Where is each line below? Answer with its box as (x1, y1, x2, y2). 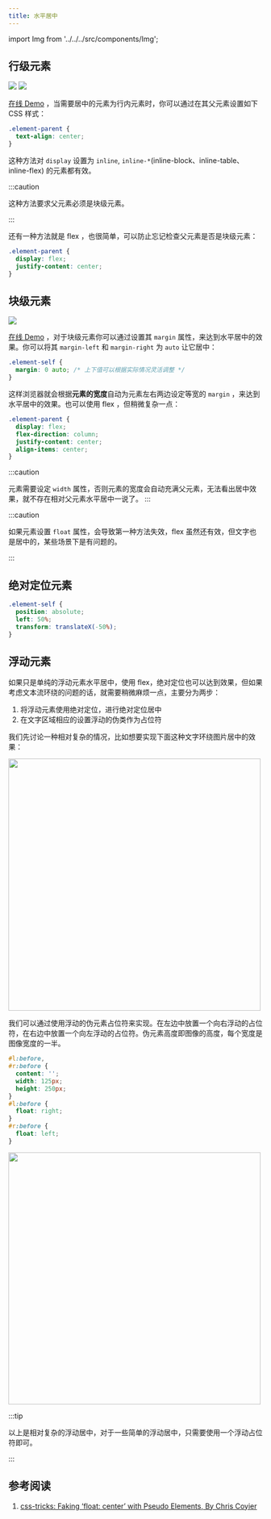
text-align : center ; (15, 132, 85, 141)
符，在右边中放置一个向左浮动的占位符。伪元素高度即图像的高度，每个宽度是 (8, 1029, 263, 1038)
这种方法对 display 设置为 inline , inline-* (8, 156, 152, 165)
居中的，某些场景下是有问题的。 (15, 537, 122, 547)
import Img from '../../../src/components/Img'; (8, 34, 159, 44)
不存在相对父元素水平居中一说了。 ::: (29, 494, 152, 504)
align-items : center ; (15, 445, 89, 453)
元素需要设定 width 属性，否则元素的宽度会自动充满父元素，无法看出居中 (8, 484, 250, 494)
